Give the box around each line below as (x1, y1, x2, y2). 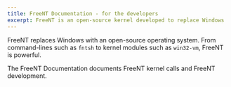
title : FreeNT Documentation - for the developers (7, 10, 159, 17)
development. (7, 71, 47, 80)
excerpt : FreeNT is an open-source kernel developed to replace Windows (7, 17, 225, 24)
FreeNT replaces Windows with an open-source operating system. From (7, 35, 216, 44)
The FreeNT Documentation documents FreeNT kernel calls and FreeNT (7, 64, 216, 72)
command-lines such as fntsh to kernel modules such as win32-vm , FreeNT (7, 43, 224, 52)
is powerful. (7, 50, 42, 59)
